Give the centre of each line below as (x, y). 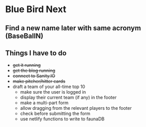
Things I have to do (36, 53)
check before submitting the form (55, 114)
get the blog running (34, 71)
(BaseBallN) (24, 36)
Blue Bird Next (36, 9)
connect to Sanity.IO (34, 76)
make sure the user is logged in (53, 92)
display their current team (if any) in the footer (68, 98)
